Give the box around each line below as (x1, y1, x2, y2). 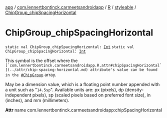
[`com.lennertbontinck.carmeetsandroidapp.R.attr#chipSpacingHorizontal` (5, 62, 162, 68)
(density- (124, 86, 144, 92)
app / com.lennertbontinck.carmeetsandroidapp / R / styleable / (5, 4, 136, 10)
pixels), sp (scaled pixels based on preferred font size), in (32, 92, 151, 98)
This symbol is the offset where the (5, 57, 78, 63)
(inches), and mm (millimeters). (5, 97, 69, 103)
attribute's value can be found (90, 67, 157, 72)
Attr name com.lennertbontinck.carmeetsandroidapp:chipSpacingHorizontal (5, 107, 162, 113)
